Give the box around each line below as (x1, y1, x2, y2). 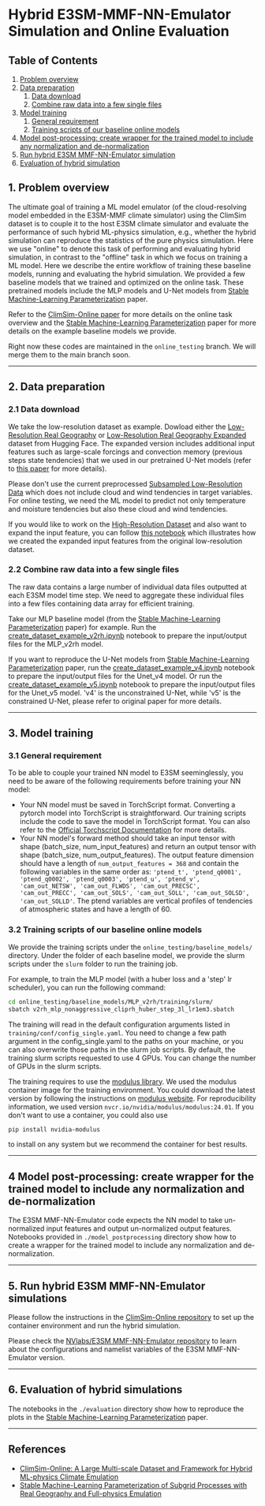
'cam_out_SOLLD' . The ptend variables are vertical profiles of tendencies (19, 897, 253, 906)
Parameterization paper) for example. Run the (8, 622, 157, 632)
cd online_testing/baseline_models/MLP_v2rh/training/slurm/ (8, 997, 214, 1006)
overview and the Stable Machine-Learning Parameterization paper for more (8, 318, 256, 327)
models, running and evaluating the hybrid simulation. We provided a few (8, 269, 246, 278)
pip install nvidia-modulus (8, 1125, 101, 1133)
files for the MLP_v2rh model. (8, 639, 104, 648)
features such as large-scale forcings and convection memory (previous (8, 447, 243, 457)
